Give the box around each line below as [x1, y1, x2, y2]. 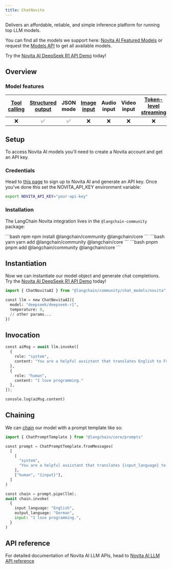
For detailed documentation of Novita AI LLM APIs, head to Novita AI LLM [5, 553, 160, 559]
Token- [144, 96, 163, 103]
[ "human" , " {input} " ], [14, 472, 63, 478]
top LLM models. [5, 27, 41, 33]
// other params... [10, 311, 52, 317]
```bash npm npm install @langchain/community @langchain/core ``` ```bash [5, 233, 165, 240]
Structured [29, 99, 57, 106]
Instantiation [5, 259, 47, 268]
